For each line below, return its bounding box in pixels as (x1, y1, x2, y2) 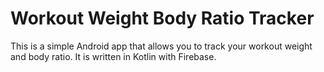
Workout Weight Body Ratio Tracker (10, 7, 315, 30)
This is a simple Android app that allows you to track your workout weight (10, 40, 313, 52)
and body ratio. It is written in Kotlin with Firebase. (10, 50, 217, 62)
